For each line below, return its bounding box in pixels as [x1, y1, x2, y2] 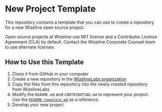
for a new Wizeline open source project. [5, 24, 85, 30]
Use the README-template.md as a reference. [12, 97, 99, 102]
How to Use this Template [5, 58, 84, 66]
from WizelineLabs [12, 86, 50, 92]
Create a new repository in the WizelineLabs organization [12, 76, 127, 82]
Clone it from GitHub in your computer [12, 71, 89, 77]
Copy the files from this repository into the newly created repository [12, 81, 148, 87]
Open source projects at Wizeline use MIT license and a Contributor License [5, 34, 158, 40]
